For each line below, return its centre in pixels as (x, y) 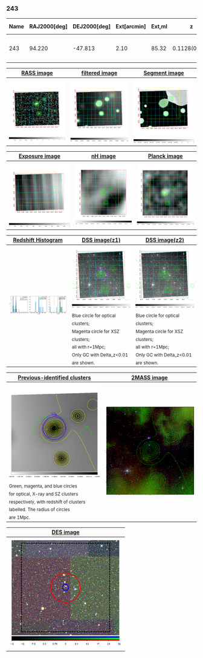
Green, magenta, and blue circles (43, 486)
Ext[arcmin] (131, 27)
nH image (103, 156)
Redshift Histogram (38, 240)
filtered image (99, 73)
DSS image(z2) (165, 240)
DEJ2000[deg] (91, 27)
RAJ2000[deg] (48, 27)
